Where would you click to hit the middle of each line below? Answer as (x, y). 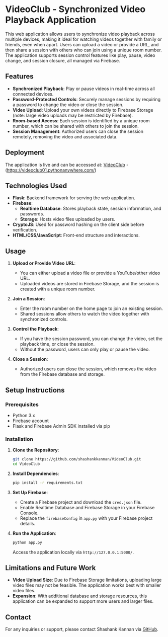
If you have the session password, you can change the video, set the (91, 339)
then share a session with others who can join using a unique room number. (83, 50)
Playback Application (51, 20)
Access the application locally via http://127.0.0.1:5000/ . (73, 552)
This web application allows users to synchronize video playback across (80, 34)
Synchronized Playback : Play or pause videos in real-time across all (83, 89)
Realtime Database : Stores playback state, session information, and (91, 209)
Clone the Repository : (36, 450)
